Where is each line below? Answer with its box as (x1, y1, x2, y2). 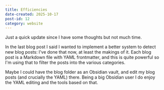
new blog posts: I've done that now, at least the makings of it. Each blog (5, 49, 152, 55)
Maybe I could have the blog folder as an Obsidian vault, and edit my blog (5, 69, 155, 75)
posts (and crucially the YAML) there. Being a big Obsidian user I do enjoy (5, 74, 156, 80)
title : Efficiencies (5, 7, 48, 12)
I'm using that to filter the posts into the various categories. (5, 60, 125, 65)
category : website (5, 21, 43, 26)
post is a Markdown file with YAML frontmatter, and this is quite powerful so (5, 55, 160, 60)
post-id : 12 (5, 16, 30, 21)
